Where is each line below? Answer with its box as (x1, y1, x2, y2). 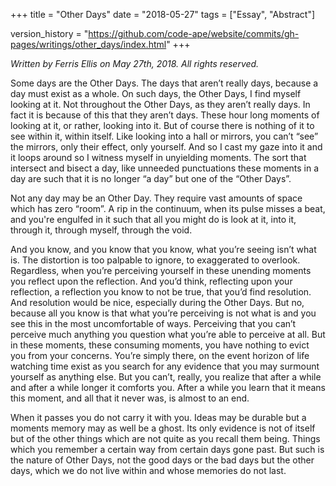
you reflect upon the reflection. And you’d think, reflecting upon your (10, 275, 293, 287)
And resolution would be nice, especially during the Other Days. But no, (10, 297, 305, 308)
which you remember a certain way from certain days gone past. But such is (10, 444, 325, 455)
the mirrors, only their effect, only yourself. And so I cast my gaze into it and (10, 141, 323, 153)
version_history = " (10, 28, 89, 39)
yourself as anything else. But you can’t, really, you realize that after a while (10, 371, 322, 383)
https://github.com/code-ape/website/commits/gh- (88, 28, 300, 39)
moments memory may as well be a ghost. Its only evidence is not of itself (10, 422, 316, 434)
